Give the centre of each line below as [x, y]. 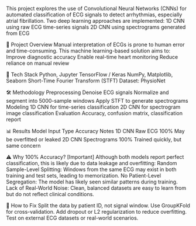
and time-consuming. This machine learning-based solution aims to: [88, 51]
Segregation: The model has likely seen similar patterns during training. [92, 182]
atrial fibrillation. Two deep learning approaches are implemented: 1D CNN [96, 21]
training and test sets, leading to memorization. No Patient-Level [84, 175]
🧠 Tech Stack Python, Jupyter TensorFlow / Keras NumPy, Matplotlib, [90, 74]
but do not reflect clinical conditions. [50, 194]
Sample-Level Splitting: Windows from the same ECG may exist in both [91, 169]
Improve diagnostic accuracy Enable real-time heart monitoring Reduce [92, 57]
